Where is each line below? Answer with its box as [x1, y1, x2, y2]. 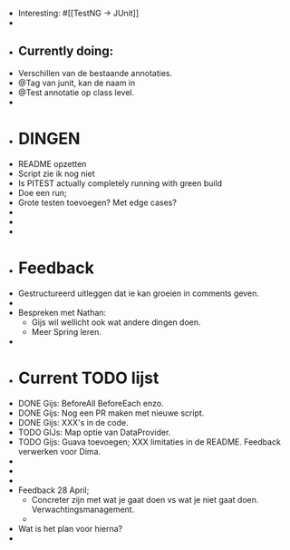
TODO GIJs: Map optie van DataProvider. [17, 427, 171, 437]
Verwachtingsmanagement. [31, 504, 135, 515]
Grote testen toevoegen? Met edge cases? [17, 197, 177, 208]
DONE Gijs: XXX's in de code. [17, 417, 129, 427]
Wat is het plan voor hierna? [17, 523, 123, 534]
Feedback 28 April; [17, 485, 90, 496]
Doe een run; [17, 187, 67, 198]
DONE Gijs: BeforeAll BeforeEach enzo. [17, 398, 165, 408]
